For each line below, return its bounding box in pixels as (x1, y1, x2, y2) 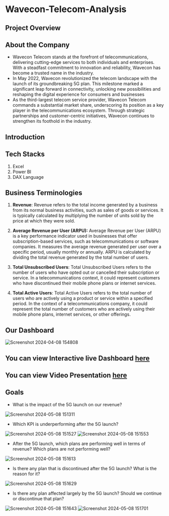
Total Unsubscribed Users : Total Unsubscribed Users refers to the (12, 264, 151, 270)
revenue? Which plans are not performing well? (12, 446, 111, 452)
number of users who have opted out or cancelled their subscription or (12, 269, 159, 275)
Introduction (5, 132, 45, 141)
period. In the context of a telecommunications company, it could (12, 301, 147, 307)
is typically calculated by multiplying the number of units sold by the (12, 212, 154, 218)
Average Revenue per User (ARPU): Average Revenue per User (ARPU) (12, 228, 161, 234)
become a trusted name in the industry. (12, 70, 95, 76)
